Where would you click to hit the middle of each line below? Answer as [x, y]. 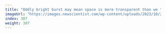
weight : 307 [17, 23]
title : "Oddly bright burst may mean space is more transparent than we [82, 9]
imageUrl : [15, 14]
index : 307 [16, 18]
